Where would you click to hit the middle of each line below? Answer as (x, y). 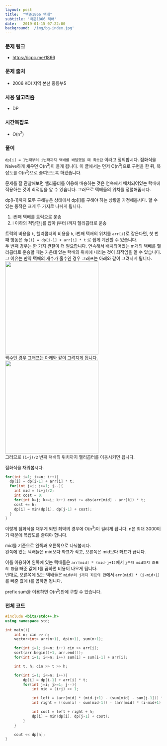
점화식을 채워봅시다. (24, 467)
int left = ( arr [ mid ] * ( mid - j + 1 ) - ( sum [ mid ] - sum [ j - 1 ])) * (97, 698)
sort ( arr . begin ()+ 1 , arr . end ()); (49, 653)
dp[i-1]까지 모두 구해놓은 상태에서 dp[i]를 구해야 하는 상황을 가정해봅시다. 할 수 (82, 200)
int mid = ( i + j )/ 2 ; (34, 491)
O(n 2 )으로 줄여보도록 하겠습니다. (50, 172)
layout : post (19, 10)
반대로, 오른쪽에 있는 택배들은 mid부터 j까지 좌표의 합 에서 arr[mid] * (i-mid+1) (83, 575)
